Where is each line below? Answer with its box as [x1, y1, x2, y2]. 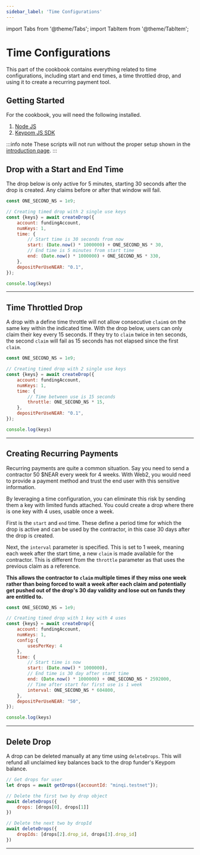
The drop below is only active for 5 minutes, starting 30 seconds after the [6, 180, 186, 188]
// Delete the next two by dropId [6, 820, 92, 826]
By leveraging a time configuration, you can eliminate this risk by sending [6, 495, 186, 502]
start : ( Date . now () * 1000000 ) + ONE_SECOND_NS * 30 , [27, 242, 164, 248]
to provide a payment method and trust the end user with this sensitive [6, 477, 180, 484]
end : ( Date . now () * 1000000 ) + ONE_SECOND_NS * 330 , [27, 253, 161, 259]
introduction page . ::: [6, 147, 58, 154]
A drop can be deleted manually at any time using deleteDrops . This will [6, 753, 182, 760]
